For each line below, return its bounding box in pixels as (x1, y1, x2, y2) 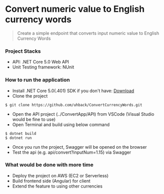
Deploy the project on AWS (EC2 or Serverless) (12, 172, 109, 178)
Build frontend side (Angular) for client (12, 178, 90, 184)
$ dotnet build (5, 131, 37, 136)
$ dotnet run (5, 135, 32, 140)
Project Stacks (5, 48, 41, 55)
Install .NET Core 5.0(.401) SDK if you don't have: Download (12, 88, 134, 94)
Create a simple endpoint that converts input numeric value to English (17, 30, 160, 36)
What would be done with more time (5, 162, 94, 168)
